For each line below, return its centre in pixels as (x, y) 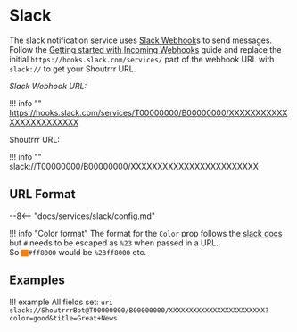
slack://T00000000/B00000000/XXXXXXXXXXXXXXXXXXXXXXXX (134, 166)
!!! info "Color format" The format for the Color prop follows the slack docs (146, 233)
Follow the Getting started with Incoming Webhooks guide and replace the (145, 49)
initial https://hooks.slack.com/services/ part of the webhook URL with (142, 59)
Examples (37, 281)
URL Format (42, 194)
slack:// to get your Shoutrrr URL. (73, 69)
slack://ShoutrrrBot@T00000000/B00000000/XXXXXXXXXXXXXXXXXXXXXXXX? (139, 310)
